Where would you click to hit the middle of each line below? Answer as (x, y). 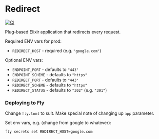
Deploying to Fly (25, 103)
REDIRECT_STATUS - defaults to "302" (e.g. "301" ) (60, 90)
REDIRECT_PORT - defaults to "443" (45, 80)
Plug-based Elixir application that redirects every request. (63, 32)
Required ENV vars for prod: (33, 41)
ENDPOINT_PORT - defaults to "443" (45, 69)
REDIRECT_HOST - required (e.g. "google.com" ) (57, 51)
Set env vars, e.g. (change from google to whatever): (58, 123)
